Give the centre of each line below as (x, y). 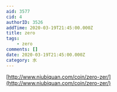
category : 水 (21, 60)
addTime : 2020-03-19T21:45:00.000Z (50, 28)
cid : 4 (14, 17)
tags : (13, 38)
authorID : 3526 (25, 22)
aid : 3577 (18, 11)
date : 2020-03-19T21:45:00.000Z (46, 55)
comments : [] (22, 49)
